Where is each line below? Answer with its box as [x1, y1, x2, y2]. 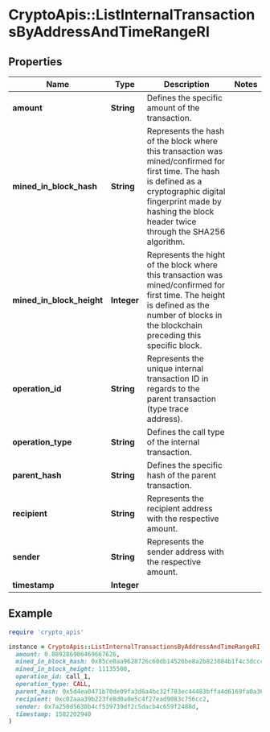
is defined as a [146, 176, 202, 187]
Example [8, 606, 53, 621]
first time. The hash [146, 166, 220, 176]
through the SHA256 [146, 226, 226, 237]
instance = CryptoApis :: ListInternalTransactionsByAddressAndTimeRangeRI [8, 643, 261, 651]
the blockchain [146, 320, 202, 331]
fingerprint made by [146, 196, 223, 207]
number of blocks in [146, 310, 223, 321]
